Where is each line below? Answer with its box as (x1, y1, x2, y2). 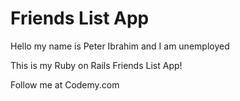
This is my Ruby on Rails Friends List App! (10, 59, 183, 71)
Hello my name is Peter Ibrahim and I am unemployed (10, 40, 230, 52)
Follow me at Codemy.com (10, 78, 120, 91)
